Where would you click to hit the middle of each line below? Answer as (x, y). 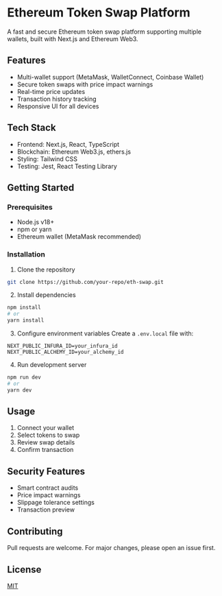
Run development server (52, 365)
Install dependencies (47, 295)
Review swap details (46, 442)
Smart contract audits (48, 488)
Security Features (46, 471)
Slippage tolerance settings (56, 503)
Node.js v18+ (36, 222)
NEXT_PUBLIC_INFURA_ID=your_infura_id (62, 346)
